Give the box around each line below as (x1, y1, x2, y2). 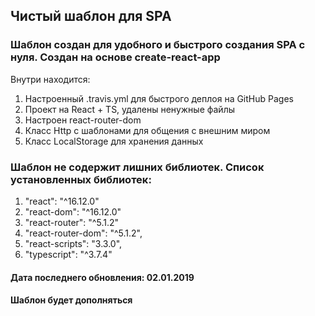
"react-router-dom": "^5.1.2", (24, 227, 143, 239)
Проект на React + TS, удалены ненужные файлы (24, 103, 236, 115)
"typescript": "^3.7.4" (24, 248, 113, 260)
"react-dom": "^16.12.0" (24, 205, 122, 218)
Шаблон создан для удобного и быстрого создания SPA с (10, 38, 306, 52)
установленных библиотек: (10, 172, 152, 186)
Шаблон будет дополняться (10, 294, 133, 306)
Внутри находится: (10, 73, 91, 85)
